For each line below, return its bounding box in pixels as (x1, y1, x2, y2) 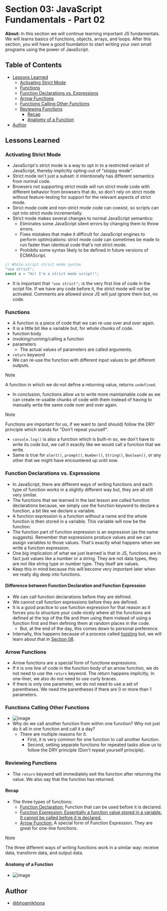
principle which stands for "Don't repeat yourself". (5, 427, 109, 433)
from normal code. (12, 178, 51, 184)
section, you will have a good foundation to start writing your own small (5, 41, 152, 47)
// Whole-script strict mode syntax (5, 262, 81, 267)
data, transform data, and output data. (5, 850, 84, 856)
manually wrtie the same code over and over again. (12, 402, 118, 408)
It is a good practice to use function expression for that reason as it (12, 604, 151, 610)
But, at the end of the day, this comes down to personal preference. (19, 625, 159, 631)
